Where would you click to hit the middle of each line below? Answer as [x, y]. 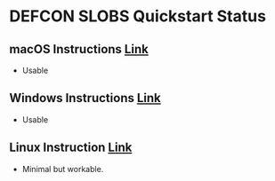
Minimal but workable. [63, 169]
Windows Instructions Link [85, 98]
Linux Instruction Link [71, 148]
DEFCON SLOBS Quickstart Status [138, 16]
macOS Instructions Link [79, 49]
